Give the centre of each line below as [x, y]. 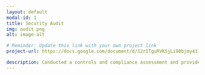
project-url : [23, 52]
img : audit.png [26, 29]
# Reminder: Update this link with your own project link [81, 46]
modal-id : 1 [21, 18]
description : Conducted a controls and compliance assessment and [92, 62]
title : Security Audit [35, 23]
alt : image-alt [26, 35]
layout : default [27, 12]
